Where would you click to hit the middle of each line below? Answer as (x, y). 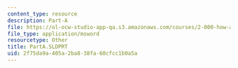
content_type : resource (42, 14)
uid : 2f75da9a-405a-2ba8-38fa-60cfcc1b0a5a (73, 54)
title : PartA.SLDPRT (38, 47)
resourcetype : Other (38, 40)
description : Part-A (38, 21)
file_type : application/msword (53, 34)
